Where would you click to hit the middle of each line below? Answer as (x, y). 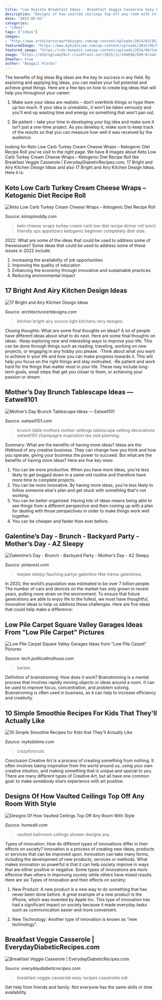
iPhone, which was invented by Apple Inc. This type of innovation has (81, 899)
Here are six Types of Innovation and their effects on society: (66, 880)
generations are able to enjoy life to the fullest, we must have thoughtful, (77, 599)
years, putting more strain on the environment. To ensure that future (73, 594)
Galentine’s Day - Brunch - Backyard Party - (72, 536)
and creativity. (19, 698)
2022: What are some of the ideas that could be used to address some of (78, 240)
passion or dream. (23, 377)
